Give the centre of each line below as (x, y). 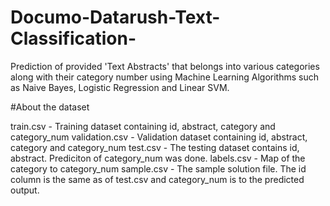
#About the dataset (50, 107)
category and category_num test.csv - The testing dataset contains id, (155, 147)
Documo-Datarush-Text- (115, 17)
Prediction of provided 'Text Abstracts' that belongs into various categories (165, 66)
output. (25, 190)
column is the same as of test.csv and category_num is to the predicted (157, 179)
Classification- (73, 38)
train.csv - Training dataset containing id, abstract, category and (143, 126)
